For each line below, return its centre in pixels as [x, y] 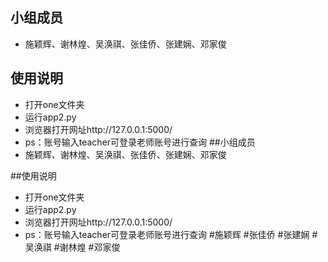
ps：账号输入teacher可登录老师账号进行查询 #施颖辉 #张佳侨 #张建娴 [167, 234]
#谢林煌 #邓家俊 [87, 247]
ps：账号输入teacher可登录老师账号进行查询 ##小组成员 [140, 142]
